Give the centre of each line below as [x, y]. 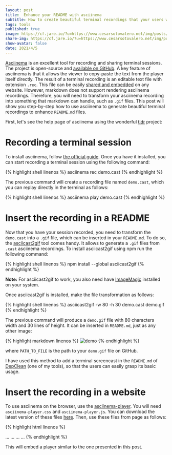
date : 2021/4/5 [21, 48]
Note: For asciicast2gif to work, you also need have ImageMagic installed [83, 279]
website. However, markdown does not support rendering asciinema [77, 90]
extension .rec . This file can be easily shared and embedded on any [77, 85]
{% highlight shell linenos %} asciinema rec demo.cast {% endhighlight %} [84, 172]
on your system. [22, 284]
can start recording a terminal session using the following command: [78, 162]
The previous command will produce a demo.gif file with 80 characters [80, 320]
